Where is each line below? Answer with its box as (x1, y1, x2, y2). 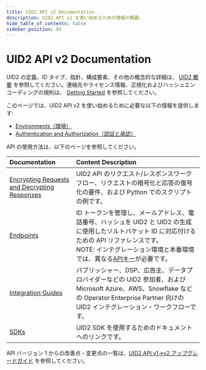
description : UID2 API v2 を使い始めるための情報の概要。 (6, 15, 144, 21)
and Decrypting (9, 183, 54, 192)
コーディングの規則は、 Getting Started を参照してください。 (6, 89, 161, 96)
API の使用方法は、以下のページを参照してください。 (6, 143, 140, 151)
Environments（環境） (15, 123, 72, 130)
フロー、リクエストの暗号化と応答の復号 (75, 179, 193, 187)
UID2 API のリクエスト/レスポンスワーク (75, 170, 192, 178)
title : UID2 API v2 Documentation (6, 9, 95, 15)
